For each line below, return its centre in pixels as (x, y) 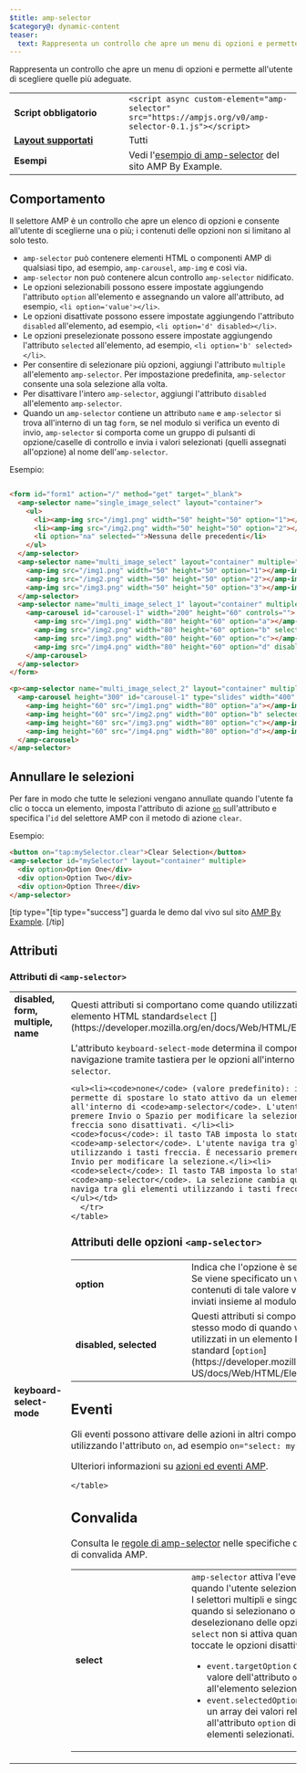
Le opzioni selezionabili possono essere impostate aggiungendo (143, 287)
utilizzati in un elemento (242, 1339)
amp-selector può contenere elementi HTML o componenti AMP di (147, 258)
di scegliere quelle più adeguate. (71, 79)
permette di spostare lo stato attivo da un (168, 1098)
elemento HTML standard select (139, 1017)
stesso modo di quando (241, 1327)
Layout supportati (54, 141)
